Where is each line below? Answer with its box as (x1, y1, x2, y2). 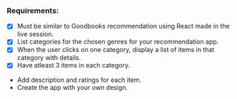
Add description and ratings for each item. (16, 75, 142, 84)
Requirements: (6, 6, 59, 16)
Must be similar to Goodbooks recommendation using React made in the (16, 22, 230, 31)
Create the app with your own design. (16, 83, 128, 91)
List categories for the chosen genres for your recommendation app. (16, 38, 219, 46)
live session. (16, 30, 54, 38)
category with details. (16, 53, 81, 62)
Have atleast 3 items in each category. (16, 61, 130, 70)
